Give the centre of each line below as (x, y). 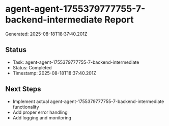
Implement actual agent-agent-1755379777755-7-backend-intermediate (88, 101)
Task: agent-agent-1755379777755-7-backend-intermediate (76, 62)
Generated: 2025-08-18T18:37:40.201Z (46, 34)
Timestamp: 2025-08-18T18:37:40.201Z (54, 73)
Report (119, 20)
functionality (26, 107)
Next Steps (23, 89)
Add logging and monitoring (42, 117)
